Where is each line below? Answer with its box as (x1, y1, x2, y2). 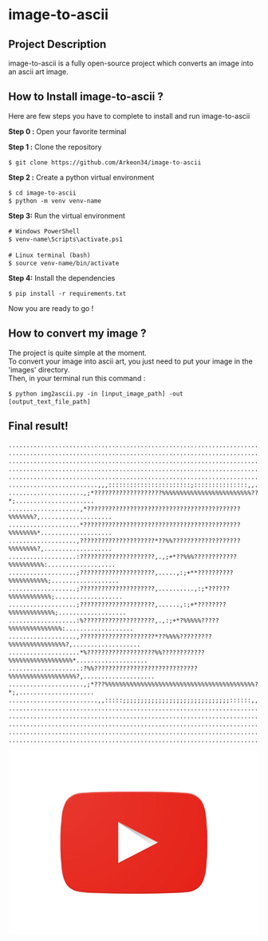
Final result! (8, 419, 69, 433)
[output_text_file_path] (8, 397, 91, 406)
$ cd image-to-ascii (8, 189, 77, 197)
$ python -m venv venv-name (8, 197, 102, 205)
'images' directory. (8, 364, 70, 374)
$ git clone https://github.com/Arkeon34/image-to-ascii (8, 158, 202, 167)
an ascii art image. (8, 67, 69, 77)
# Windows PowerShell (8, 227, 81, 235)
